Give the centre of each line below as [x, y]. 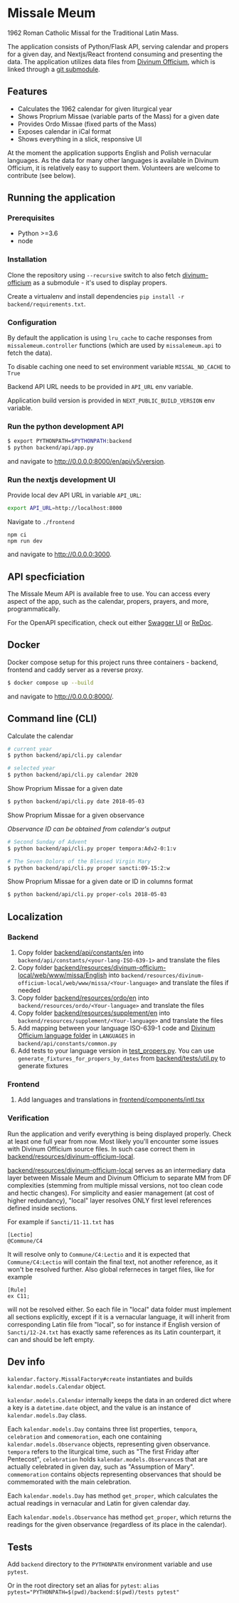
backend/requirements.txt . [47, 304]
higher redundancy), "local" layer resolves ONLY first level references [110, 1200]
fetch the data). [30, 353]
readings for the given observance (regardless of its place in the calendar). [117, 1525]
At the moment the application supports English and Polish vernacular [110, 153]
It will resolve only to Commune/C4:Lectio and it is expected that [99, 1254]
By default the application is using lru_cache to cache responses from [110, 338]
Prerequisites [31, 218]
